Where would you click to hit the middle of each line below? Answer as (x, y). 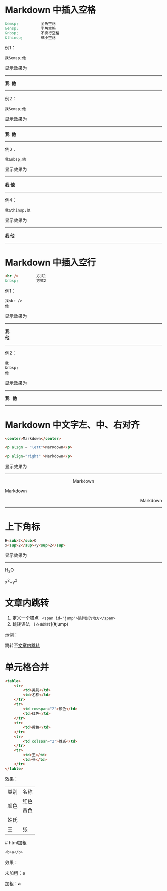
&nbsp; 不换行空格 (32, 33)
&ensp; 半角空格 (31, 28)
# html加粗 (16, 843)
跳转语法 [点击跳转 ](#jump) (40, 624)
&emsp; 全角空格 (31, 24)
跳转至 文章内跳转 (23, 645)
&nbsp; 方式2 (26, 281)
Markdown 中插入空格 (51, 10)
